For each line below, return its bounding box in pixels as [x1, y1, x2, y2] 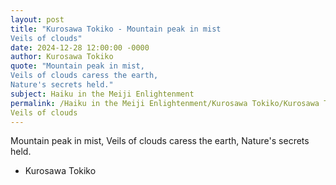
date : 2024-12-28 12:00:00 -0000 [10, 42, 150, 53]
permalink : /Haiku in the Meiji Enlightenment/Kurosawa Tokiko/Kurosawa [10, 98, 320, 108]
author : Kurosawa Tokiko [10, 52, 114, 62]
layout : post [10, 14, 65, 25]
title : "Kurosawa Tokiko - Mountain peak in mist [10, 24, 222, 34]
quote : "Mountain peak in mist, [10, 61, 145, 71]
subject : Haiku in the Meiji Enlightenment [10, 89, 195, 99]
